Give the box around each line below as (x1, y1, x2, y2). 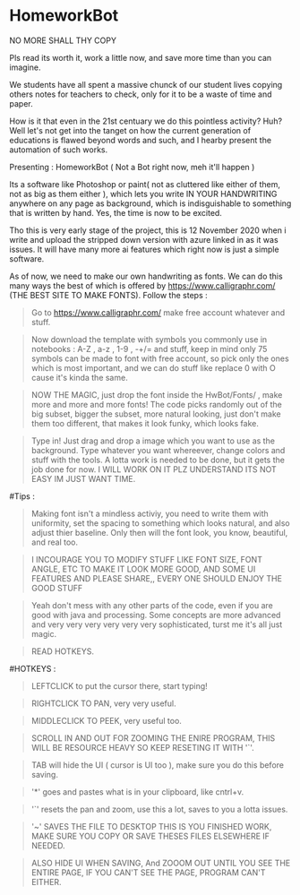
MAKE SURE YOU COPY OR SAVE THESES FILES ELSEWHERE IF (30, 830, 270, 841)
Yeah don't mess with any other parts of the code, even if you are (30, 599, 273, 610)
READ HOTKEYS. (30, 646, 94, 657)
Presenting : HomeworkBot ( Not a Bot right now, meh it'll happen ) (9, 161, 255, 172)
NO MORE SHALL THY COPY (9, 35, 116, 46)
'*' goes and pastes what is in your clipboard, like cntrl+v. (30, 786, 244, 797)
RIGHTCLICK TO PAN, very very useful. (30, 698, 176, 709)
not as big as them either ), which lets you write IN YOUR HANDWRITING (9, 188, 278, 199)
